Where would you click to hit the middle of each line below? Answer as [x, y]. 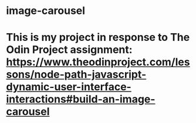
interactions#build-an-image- [81, 99]
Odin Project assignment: [70, 50]
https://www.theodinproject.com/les [98, 62]
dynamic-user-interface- [69, 87]
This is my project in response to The [98, 38]
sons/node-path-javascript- [76, 75]
